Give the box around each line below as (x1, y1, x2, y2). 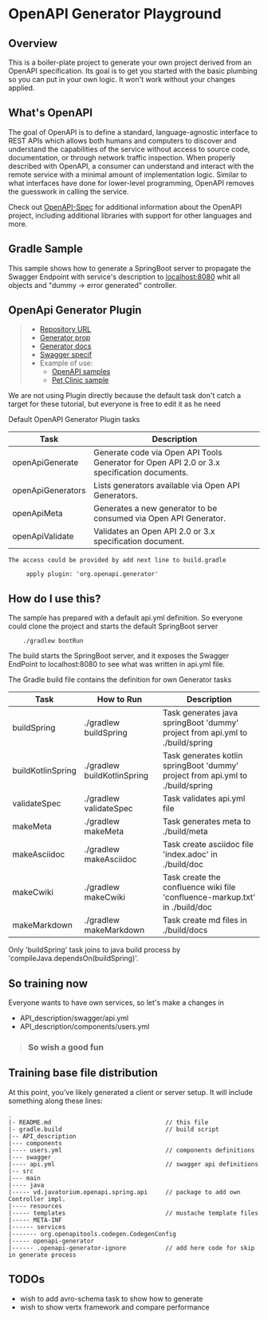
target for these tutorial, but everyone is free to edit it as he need (8, 400, 221, 409)
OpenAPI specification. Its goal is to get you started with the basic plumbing (8, 66, 258, 76)
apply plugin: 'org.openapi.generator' (26, 570, 159, 578)
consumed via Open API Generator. (93, 513, 226, 524)
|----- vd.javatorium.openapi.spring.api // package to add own (8, 1188, 241, 1196)
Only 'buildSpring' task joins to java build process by (8, 945, 181, 955)
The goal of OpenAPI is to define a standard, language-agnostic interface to (8, 127, 258, 136)
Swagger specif (39, 350, 93, 360)
